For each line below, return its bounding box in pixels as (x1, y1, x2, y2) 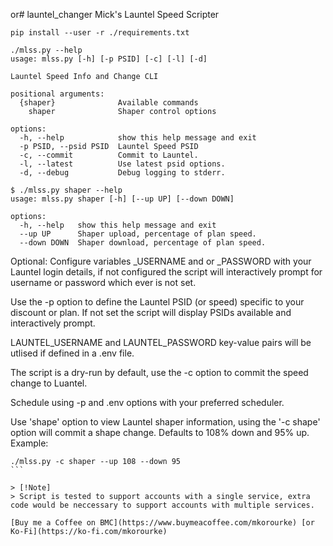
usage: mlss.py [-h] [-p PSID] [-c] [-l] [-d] (10, 54, 208, 64)
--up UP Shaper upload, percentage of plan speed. (19, 229, 257, 239)
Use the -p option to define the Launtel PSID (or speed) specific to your (10, 296, 305, 308)
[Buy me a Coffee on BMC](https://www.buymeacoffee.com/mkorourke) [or (10, 518, 315, 528)
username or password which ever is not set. (10, 277, 197, 288)
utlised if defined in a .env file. (10, 347, 135, 359)
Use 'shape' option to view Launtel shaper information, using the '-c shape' (10, 416, 321, 428)
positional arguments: (10, 89, 105, 99)
